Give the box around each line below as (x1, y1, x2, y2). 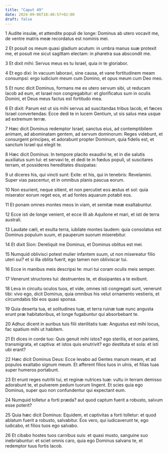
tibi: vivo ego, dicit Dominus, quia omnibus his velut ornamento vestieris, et (5, 291, 160, 297)
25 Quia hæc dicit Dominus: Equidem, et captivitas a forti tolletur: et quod (5, 412, 156, 418)
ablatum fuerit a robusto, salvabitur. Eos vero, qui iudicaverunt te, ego (5, 417, 149, 423)
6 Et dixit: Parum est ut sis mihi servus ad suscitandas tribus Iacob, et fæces (5, 106, 162, 112)
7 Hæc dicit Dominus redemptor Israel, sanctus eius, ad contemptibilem (5, 126, 152, 132)
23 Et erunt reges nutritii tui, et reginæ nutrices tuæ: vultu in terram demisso (5, 376, 162, 383)
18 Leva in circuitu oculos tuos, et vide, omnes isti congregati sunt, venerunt (5, 286, 162, 292)
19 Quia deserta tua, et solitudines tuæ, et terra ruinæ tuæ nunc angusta (5, 306, 154, 312)
